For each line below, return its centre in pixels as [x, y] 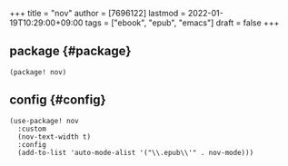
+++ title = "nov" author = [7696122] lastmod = [98, 13]
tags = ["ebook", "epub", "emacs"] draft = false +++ [182, 23]
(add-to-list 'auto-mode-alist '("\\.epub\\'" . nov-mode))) [136, 152]
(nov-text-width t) [55, 137]
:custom [32, 129]
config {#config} [58, 100]
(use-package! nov [44, 121]
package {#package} [70, 51]
